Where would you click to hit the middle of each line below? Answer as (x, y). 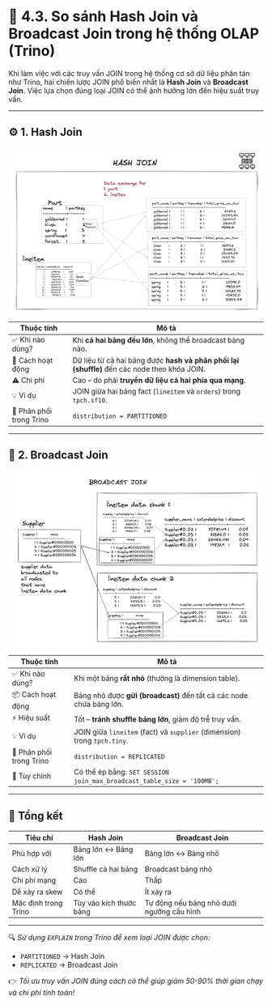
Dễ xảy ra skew (37, 892)
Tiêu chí (39, 837)
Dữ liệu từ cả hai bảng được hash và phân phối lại (156, 360)
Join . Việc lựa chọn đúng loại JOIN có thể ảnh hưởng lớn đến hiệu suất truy (134, 90)
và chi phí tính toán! (42, 993)
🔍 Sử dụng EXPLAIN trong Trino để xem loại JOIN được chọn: (109, 938)
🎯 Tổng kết (36, 816)
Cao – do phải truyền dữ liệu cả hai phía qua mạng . (159, 380)
